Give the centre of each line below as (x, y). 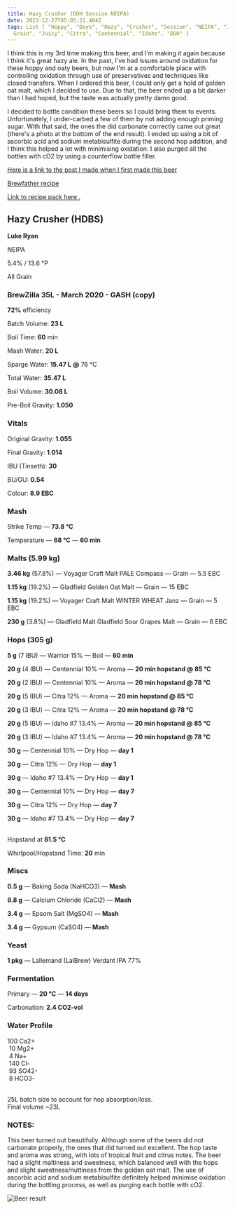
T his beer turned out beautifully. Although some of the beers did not (106, 1140)
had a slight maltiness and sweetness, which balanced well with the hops (113, 1163)
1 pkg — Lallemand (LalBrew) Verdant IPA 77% (74, 961)
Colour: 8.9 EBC (30, 493)
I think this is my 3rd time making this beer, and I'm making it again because (116, 53)
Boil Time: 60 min (33, 337)
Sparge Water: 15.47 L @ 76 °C (52, 365)
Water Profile (30, 1026)
